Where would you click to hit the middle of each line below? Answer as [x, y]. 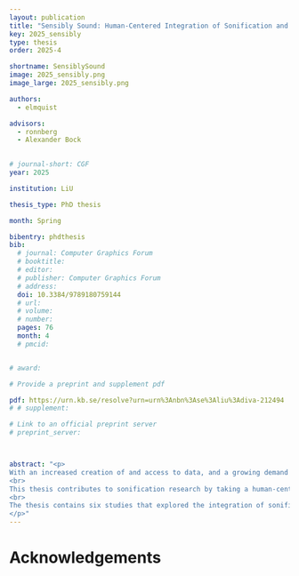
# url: [29, 303]
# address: [37, 286]
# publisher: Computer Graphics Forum [89, 278]
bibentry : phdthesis [48, 236]
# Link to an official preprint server [83, 424]
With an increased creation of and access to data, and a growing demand [149, 472]
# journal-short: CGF [49, 164]
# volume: [35, 311]
